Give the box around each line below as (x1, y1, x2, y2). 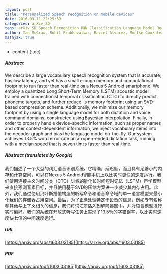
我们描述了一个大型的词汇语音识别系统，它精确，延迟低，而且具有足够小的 (5, 165, 158, 171)
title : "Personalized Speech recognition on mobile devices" (5, 12, 135, 17)
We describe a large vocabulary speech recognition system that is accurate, (5, 72, 162, 78)
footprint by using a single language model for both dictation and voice (5, 109, 151, 115)
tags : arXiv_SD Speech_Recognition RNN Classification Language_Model (5, 26, 155, 31)
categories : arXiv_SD (5, 21, 50, 26)
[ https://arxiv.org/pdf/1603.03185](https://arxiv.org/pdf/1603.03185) (5, 263, 144, 269)
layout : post (5, 7, 32, 12)
